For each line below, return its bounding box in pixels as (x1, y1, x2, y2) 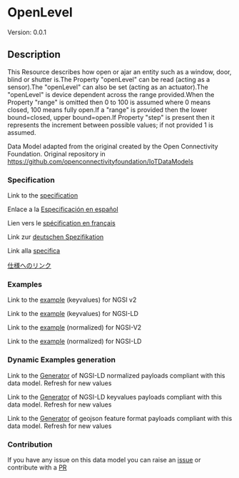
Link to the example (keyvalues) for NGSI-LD (7, 310, 139, 318)
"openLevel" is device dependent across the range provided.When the (7, 90, 215, 98)
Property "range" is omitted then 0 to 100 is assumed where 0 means (7, 98, 211, 106)
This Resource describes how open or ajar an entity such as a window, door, (7, 67, 232, 76)
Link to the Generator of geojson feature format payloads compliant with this (7, 414, 233, 422)
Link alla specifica (7, 247, 61, 255)
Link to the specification (7, 191, 78, 200)
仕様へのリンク (7, 261, 51, 270)
